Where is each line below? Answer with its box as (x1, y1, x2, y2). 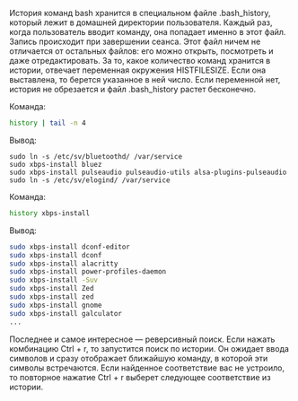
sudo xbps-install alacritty (9, 259, 118, 268)
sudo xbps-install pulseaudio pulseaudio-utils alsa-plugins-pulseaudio (9, 168, 287, 177)
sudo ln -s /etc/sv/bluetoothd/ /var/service (9, 152, 182, 161)
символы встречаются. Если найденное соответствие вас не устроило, (9, 362, 285, 373)
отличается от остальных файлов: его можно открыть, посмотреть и (9, 46, 274, 57)
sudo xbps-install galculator (9, 309, 123, 318)
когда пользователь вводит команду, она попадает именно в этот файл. (9, 27, 286, 37)
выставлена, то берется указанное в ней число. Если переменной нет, (9, 74, 281, 84)
